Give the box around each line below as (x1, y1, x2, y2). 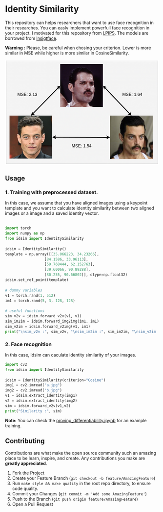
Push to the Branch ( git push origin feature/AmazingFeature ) (12, 496, 138, 502)
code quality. (12, 486, 39, 491)
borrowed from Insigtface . (5, 35, 58, 41)
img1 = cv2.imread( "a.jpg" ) (5, 383, 62, 388)
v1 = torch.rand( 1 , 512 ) (5, 293, 56, 298)
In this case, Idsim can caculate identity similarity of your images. (5, 352, 137, 358)
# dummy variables (5, 288, 42, 293)
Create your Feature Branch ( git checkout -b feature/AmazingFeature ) (12, 475, 156, 481)
